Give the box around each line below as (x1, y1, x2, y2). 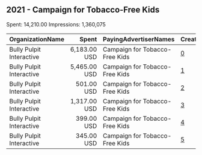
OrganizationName (9, 35, 65, 43)
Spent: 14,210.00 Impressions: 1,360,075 (6, 20, 106, 28)
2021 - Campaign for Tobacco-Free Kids (6, 5, 160, 15)
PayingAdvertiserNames (103, 35, 175, 43)
